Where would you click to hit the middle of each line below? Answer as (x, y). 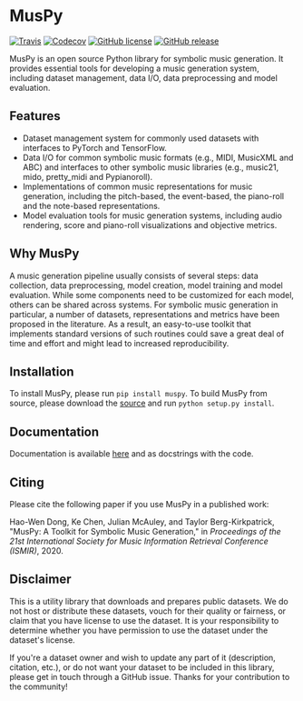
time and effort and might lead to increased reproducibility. (119, 343)
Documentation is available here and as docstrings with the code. (132, 454)
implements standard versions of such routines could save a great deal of (147, 334)
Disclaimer (40, 580)
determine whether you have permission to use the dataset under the (139, 630)
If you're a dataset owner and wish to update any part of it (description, (143, 657)
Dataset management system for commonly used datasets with (141, 138)
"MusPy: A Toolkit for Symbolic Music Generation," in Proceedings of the (145, 531)
